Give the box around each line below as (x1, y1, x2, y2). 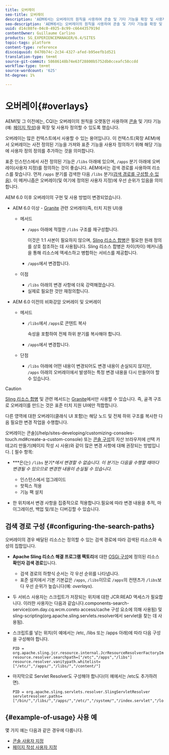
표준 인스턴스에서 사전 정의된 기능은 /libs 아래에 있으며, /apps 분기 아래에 (5, 158, 151, 164)
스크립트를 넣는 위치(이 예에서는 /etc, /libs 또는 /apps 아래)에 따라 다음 (12, 630, 152, 636)
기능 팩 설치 (20, 489, 43, 495)
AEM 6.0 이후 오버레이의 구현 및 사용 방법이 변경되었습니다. (5, 194, 122, 200)
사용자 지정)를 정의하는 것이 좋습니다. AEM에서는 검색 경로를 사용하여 (15, 165, 151, 171)
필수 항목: (14, 448, 34, 455)
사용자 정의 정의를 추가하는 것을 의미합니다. (10, 147, 96, 154)
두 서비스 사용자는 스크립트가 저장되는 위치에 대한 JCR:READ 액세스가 (12, 593, 150, 599)
